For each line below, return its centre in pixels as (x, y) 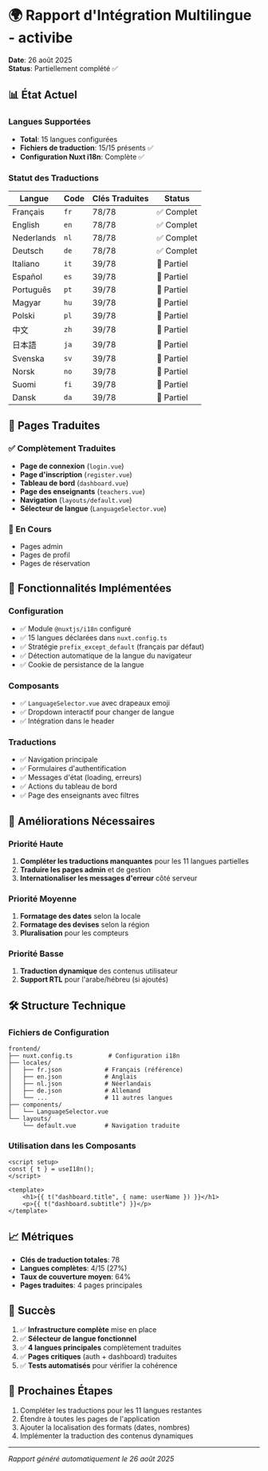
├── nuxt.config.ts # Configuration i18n (94, 1056)
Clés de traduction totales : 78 (70, 1260)
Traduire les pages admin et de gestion (85, 869)
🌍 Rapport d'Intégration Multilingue (130, 16)
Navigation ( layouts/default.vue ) (76, 500)
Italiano (26, 263)
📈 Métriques (41, 1237)
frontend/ (25, 1049)
